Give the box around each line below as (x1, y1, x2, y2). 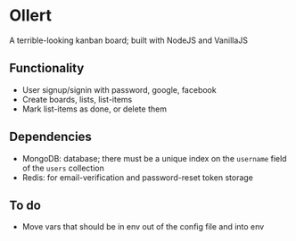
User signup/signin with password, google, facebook (21, 84, 217, 95)
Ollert (9, 5, 52, 26)
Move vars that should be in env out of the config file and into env (21, 221, 265, 232)
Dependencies (9, 129, 92, 145)
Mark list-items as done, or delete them (21, 104, 168, 114)
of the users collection (21, 162, 104, 173)
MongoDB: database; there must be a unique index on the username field (21, 153, 287, 163)
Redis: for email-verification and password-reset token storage (21, 171, 254, 183)
